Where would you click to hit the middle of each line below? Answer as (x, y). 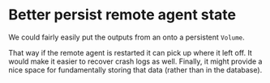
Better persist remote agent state (122, 15)
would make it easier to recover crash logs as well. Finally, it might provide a (135, 61)
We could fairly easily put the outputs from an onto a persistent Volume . (126, 37)
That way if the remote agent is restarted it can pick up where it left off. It (131, 52)
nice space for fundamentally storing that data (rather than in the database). (135, 69)
